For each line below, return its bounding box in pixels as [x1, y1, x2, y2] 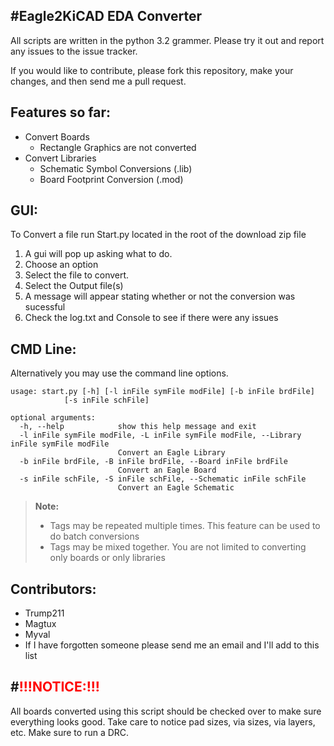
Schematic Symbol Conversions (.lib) [39, 162, 193, 174]
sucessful [24, 301, 66, 313]
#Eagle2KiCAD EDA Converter [10, 8, 203, 25]
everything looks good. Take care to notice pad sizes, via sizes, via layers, [10, 715, 316, 728]
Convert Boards [24, 130, 90, 143]
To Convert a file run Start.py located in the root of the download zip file [10, 229, 307, 241]
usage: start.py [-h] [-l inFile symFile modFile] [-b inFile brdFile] [10, 387, 315, 397]
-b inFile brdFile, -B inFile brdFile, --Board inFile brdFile [19, 457, 288, 467]
